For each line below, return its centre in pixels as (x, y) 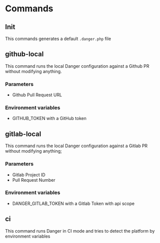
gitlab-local (23, 134)
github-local (24, 54)
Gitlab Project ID (29, 175)
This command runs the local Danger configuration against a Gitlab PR (76, 146)
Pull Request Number (34, 180)
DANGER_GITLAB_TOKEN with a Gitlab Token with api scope (73, 203)
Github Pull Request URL (37, 95)
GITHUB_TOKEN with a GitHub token (49, 119)
